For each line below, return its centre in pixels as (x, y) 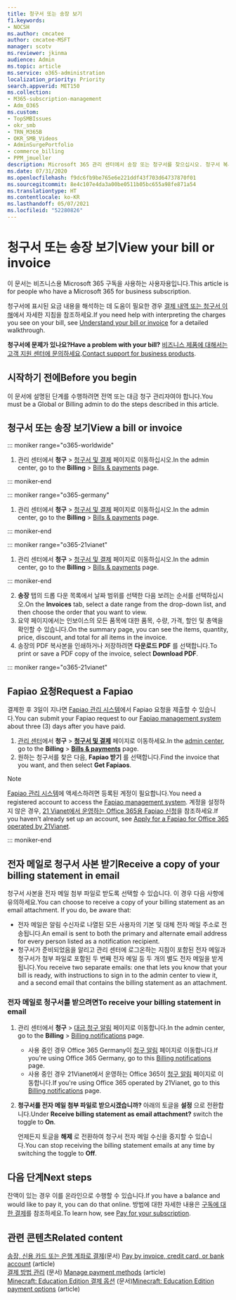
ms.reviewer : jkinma (38, 54)
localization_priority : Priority (56, 79)
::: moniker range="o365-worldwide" (61, 446)
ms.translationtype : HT (42, 191)
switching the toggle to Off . (57, 1153)
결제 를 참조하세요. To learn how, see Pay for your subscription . (103, 1213)
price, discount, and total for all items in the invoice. (92, 637)
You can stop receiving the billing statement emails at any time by (120, 1146)
